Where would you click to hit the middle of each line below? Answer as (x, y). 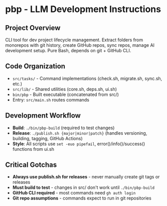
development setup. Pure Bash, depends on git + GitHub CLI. (68, 50)
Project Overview (33, 28)
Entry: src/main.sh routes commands (51, 99)
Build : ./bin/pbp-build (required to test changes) (63, 128)
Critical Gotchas (31, 165)
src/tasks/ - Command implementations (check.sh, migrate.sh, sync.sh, (87, 78)
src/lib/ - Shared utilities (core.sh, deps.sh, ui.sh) (64, 89)
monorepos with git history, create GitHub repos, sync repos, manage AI (80, 45)
